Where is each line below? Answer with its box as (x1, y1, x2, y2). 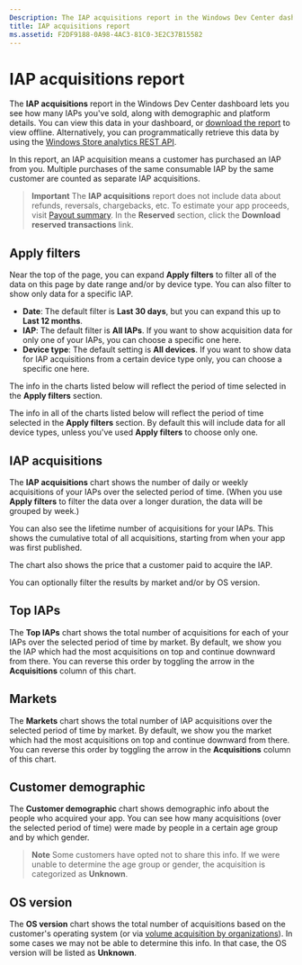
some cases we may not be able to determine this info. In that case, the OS (9, 938, 288, 949)
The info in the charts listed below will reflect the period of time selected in (9, 381, 287, 392)
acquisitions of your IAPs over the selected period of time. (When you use (9, 486, 283, 497)
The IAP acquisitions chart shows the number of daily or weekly (9, 476, 249, 487)
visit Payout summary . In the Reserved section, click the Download (31, 210, 281, 221)
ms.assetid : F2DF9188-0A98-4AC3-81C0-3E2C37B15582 (9, 30, 203, 39)
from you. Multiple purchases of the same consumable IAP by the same (9, 164, 274, 175)
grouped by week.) (9, 505, 79, 516)
